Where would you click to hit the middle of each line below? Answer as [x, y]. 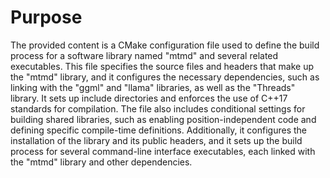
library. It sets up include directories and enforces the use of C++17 [149, 98]
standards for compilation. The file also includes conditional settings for [158, 108]
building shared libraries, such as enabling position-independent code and [163, 119]
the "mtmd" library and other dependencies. [101, 162]
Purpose [46, 17]
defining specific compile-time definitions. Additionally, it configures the [159, 130]
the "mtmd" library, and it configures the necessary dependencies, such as [165, 77]
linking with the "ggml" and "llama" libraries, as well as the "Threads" [153, 87]
